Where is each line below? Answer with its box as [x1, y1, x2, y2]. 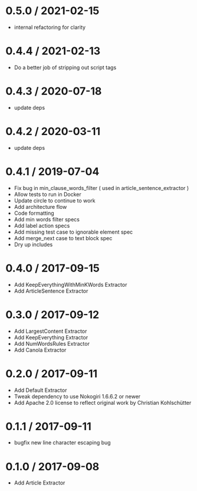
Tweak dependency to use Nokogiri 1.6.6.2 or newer [14, 392, 141, 400]
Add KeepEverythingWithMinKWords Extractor [14, 281, 127, 288]
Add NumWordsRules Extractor [14, 340, 90, 347]
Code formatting [14, 210, 54, 217]
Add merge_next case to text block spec [14, 234, 113, 241]
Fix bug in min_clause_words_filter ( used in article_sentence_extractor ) [14, 184, 189, 191]
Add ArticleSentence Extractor [14, 287, 88, 294]
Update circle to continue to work [14, 197, 96, 204]
